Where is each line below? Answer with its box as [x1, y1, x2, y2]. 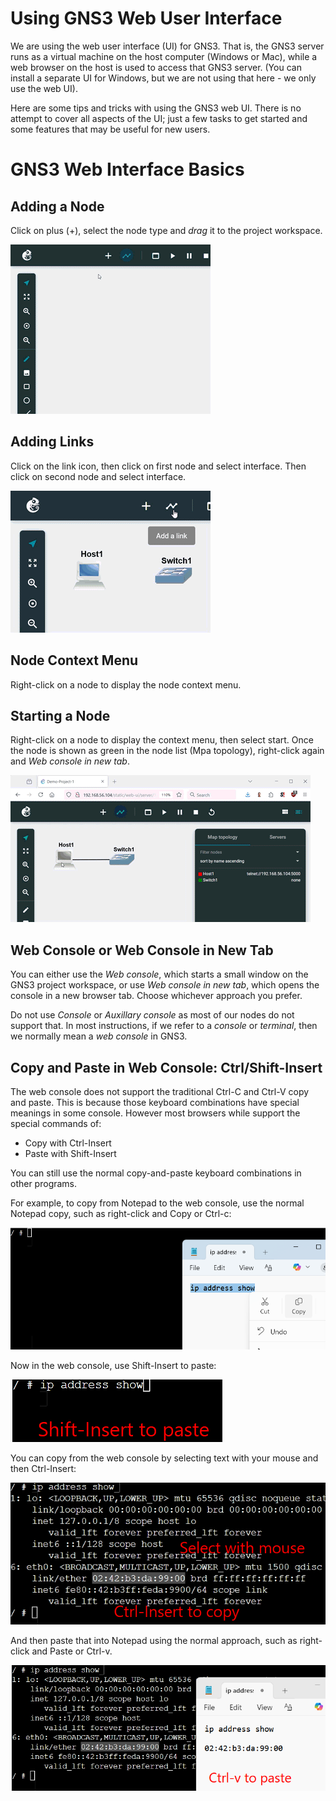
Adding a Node [10, 198, 105, 215]
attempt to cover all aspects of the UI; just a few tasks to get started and [10, 112, 308, 124]
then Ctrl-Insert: [10, 1463, 77, 1475]
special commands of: [10, 1118, 102, 1129]
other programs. [10, 1178, 78, 1189]
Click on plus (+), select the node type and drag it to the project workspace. [10, 224, 323, 236]
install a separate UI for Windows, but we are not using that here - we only [10, 72, 317, 84]
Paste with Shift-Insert [24, 1148, 117, 1159]
